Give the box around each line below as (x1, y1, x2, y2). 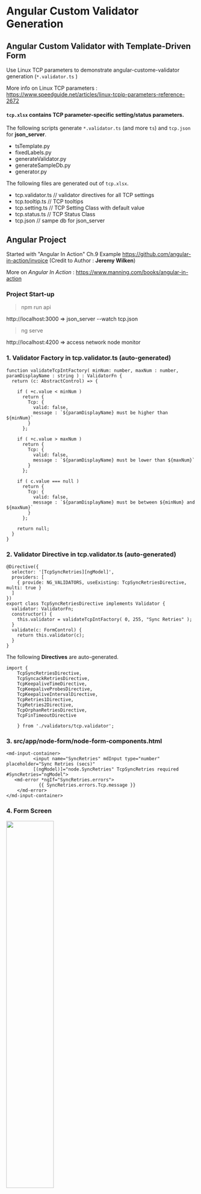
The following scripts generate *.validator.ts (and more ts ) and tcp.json (6, 125, 191, 132)
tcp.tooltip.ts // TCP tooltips (14, 198, 84, 205)
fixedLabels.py (14, 149, 52, 156)
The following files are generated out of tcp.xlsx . (6, 180, 129, 187)
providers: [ (11, 574, 45, 580)
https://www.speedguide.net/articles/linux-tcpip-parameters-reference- (6, 91, 185, 98)
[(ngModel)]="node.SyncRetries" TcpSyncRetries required (32, 766, 179, 772)
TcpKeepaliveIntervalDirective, (17, 691, 98, 697)
